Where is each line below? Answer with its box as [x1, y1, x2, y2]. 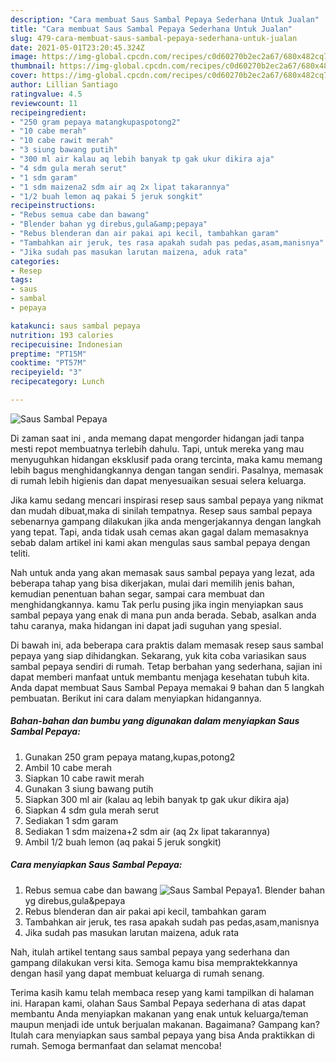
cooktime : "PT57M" [10, 358, 87, 368]
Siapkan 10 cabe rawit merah [24, 772, 145, 784]
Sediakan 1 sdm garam [24, 814, 119, 826]
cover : [10, 71, 38, 81]
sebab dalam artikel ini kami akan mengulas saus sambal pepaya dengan [10, 536, 311, 548]
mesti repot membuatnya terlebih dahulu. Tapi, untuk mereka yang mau [10, 442, 305, 455]
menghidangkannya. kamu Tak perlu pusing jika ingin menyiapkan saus [10, 598, 304, 610]
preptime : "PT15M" [10, 349, 87, 359]
